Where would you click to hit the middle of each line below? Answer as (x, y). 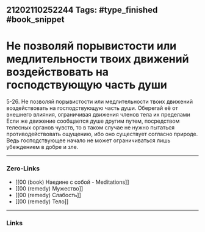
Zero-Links (23, 169)
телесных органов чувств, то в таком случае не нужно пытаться (91, 128)
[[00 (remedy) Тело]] (42, 201)
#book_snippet (36, 20)
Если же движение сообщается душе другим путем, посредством (93, 121)
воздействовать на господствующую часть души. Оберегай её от (92, 108)
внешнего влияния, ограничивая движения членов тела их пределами (98, 115)
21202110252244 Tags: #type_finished (82, 10)
